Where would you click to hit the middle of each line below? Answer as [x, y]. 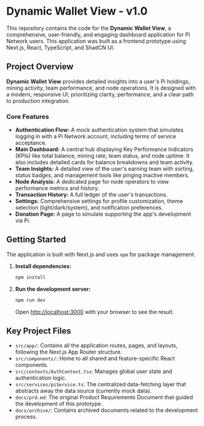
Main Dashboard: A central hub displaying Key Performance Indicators [104, 149]
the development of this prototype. [58, 404]
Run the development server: [53, 289]
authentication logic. [41, 378]
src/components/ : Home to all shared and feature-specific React [95, 358]
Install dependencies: [43, 266]
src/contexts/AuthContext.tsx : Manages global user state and [93, 371]
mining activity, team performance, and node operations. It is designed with [101, 88]
